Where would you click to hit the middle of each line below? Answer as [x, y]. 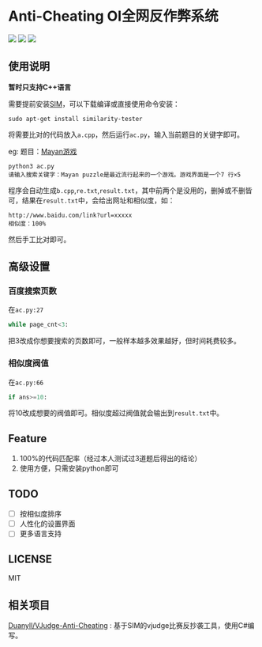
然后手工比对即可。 [39, 239]
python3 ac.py [32, 166]
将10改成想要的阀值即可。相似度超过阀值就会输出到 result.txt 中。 [116, 413]
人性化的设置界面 [47, 524]
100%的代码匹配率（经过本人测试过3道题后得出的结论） [110, 459]
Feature [28, 439]
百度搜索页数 [33, 291]
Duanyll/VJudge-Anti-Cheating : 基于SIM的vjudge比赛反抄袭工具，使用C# [128, 625]
